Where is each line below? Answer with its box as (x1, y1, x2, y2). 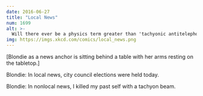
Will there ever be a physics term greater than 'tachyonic (11, 31, 166, 37)
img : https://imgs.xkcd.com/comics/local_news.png (6, 37, 137, 43)
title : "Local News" (6, 14, 59, 20)
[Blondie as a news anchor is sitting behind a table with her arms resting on (6, 53, 194, 60)
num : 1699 (6, 20, 31, 26)
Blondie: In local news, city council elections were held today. (6, 71, 159, 78)
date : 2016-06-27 (6, 8, 50, 15)
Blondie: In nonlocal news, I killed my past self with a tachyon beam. (6, 83, 176, 90)
